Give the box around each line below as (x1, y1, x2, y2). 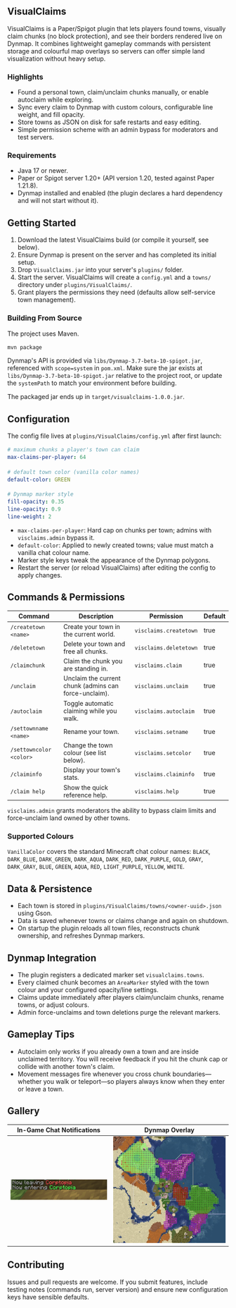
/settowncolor (10, 746, 52, 753)
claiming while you (63, 707, 117, 715)
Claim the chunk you (63, 657, 123, 666)
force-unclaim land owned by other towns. (7, 814, 131, 822)
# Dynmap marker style (7, 491, 74, 498)
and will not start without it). (17, 197, 99, 205)
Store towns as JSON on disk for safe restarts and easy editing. (17, 118, 202, 126)
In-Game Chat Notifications (17, 1126, 100, 1135)
